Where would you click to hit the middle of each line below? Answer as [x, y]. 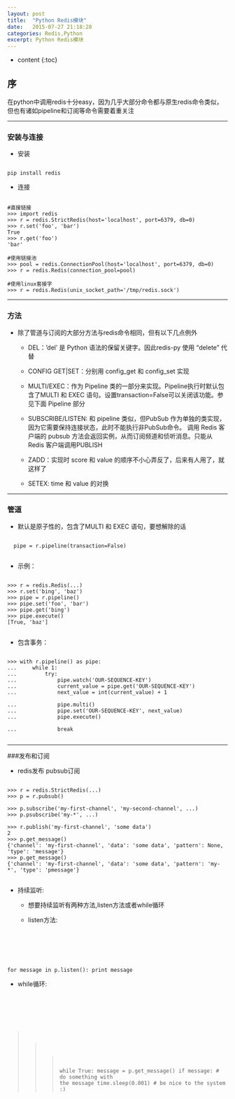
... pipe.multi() [51, 705]
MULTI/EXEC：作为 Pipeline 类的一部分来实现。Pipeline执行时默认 [123, 386]
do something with [86, 1077]
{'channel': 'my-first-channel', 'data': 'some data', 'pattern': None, [115, 845]
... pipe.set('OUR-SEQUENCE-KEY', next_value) [95, 711]
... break [40, 729]
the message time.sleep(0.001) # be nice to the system [142, 1083]
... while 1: [33, 667]
